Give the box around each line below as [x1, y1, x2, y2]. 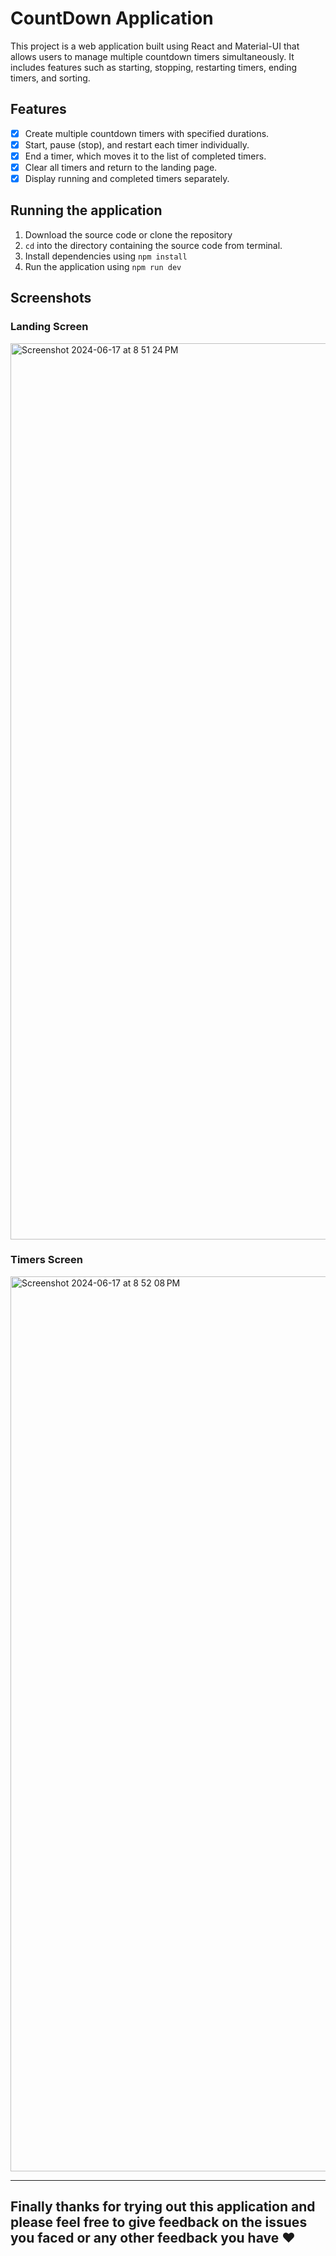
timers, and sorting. [10, 72, 91, 84]
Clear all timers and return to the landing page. [24, 161, 218, 173]
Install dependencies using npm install [24, 250, 188, 262]
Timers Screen [10, 1253, 84, 1267]
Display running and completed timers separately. [24, 173, 230, 184]
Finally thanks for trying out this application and [10, 2198, 316, 2216]
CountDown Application [10, 7, 214, 30]
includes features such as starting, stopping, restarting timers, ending [10, 61, 298, 73]
